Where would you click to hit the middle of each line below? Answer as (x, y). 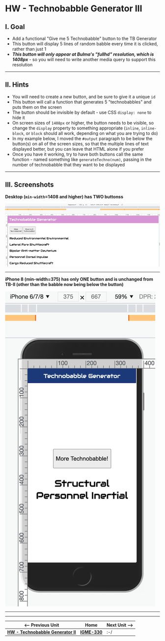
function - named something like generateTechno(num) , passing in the (82, 159)
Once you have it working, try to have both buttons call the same (78, 154)
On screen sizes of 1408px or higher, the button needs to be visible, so (83, 123)
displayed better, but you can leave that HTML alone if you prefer (78, 149)
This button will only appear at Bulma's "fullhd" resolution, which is (83, 54)
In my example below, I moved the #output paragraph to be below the (82, 138)
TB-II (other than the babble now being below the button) (64, 284)
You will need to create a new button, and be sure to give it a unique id (84, 96)
